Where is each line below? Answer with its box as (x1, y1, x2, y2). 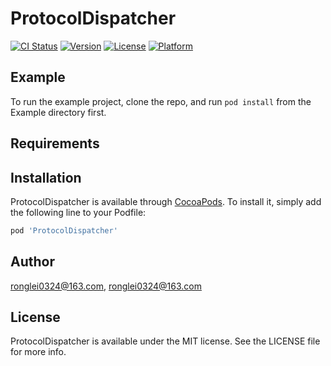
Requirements (10, 135, 100, 152)
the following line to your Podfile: (10, 206, 147, 218)
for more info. (10, 346, 67, 358)
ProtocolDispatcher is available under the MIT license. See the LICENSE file (10, 335, 321, 347)
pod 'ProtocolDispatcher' (10, 225, 118, 236)
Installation (10, 169, 82, 186)
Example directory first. (10, 106, 107, 118)
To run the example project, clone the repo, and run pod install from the (10, 95, 312, 107)
